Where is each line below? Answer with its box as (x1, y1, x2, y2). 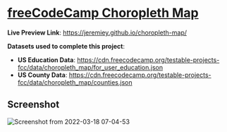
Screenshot (7, 99, 60, 111)
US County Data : (17, 71, 68, 79)
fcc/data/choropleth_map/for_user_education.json (17, 63, 164, 71)
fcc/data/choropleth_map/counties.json (17, 78, 133, 86)
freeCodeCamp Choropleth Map (7, 5, 199, 21)
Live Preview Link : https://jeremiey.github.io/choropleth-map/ (7, 28, 188, 37)
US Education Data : (17, 55, 76, 64)
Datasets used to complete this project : (7, 42, 125, 50)
